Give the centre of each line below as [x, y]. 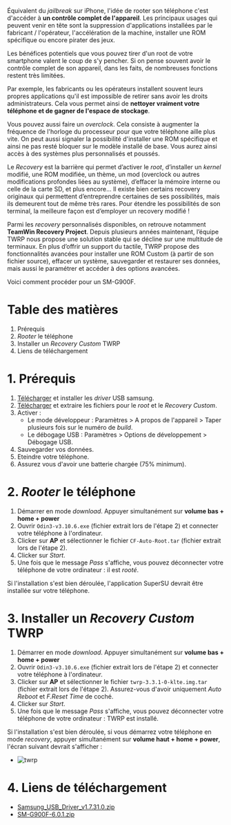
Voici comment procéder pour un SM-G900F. [71, 282]
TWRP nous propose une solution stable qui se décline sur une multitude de [115, 239]
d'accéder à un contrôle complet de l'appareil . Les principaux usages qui [112, 18]
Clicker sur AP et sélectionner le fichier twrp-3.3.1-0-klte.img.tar [112, 681]
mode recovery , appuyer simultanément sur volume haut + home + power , [114, 739]
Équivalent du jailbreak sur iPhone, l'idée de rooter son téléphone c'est [108, 11]
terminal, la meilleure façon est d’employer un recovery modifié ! [99, 211]
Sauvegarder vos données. [56, 449]
